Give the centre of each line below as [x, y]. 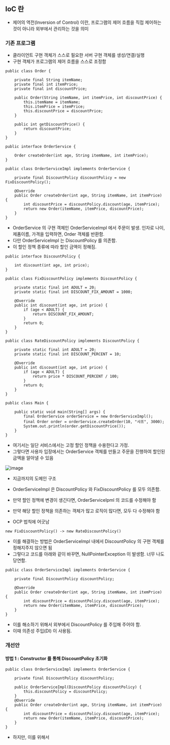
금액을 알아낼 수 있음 [33, 458]
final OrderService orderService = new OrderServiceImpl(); [88, 416]
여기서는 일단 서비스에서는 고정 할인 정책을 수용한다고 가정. [71, 445]
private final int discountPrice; [51, 89]
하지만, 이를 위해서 [31, 737]
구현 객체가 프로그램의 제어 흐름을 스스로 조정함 [59, 61]
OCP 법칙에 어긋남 [31, 522]
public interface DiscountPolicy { [43, 256]
